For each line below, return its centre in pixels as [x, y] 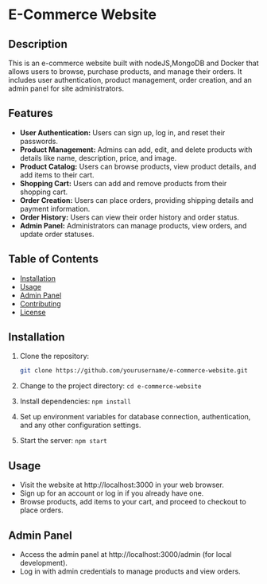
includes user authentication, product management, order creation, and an [130, 80]
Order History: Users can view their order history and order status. [130, 217]
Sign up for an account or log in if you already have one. [112, 493]
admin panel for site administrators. [66, 88]
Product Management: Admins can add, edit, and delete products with [136, 150]
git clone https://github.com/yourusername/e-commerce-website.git [133, 371]
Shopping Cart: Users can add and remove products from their [123, 183]
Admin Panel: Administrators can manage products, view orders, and [133, 225]
